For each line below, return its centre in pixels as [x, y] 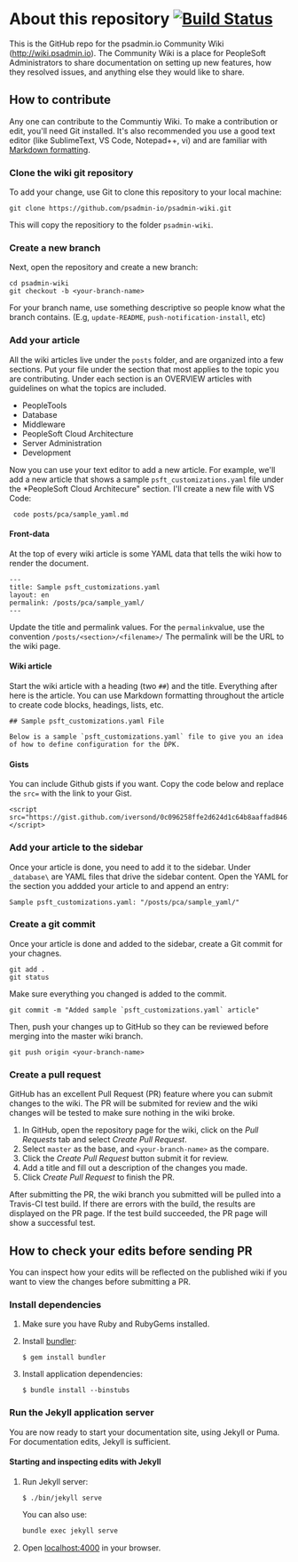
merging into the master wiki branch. [76, 1036]
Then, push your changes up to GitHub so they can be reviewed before [139, 1026]
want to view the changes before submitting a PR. [100, 1281]
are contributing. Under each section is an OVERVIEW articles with [131, 379]
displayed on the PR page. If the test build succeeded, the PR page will [138, 1214]
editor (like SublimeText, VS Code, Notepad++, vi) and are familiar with [138, 140]
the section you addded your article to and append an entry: [119, 885]
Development [47, 453]
